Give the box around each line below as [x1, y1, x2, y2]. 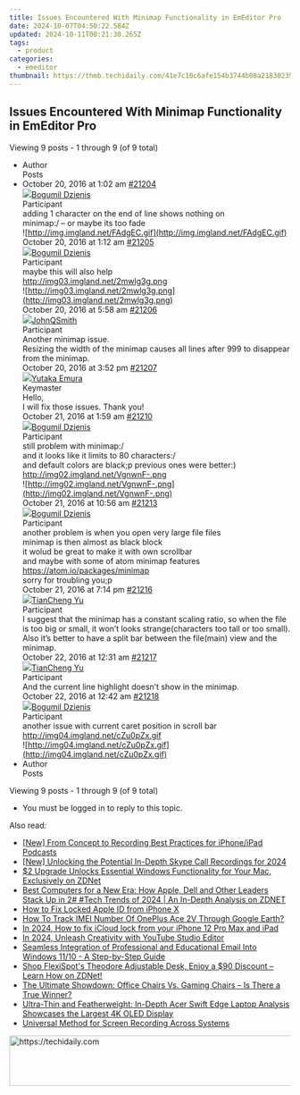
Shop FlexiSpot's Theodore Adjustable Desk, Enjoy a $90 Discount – [21, 960, 274, 971]
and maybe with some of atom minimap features [21, 555, 201, 566]
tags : [9, 38, 29, 47]
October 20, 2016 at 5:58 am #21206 [21, 304, 158, 315]
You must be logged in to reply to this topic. [21, 802, 183, 813]
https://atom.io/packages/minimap [21, 565, 150, 576]
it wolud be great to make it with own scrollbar [21, 546, 193, 557]
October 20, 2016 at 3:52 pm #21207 [21, 362, 158, 373]
